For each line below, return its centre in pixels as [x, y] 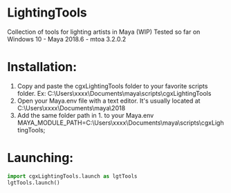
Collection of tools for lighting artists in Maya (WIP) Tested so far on [104, 32]
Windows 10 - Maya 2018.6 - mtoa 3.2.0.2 [67, 39]
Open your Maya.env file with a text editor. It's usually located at [109, 101]
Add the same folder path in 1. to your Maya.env [85, 115]
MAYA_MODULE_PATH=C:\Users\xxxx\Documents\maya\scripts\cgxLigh [120, 123]
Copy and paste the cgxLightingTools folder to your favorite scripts [112, 86]
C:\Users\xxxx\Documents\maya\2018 [71, 108]
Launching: [40, 158]
